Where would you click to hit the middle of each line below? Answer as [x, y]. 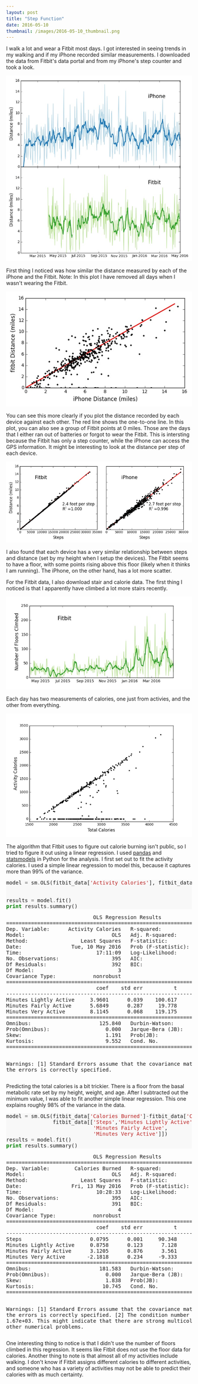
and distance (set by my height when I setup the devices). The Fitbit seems [97, 558]
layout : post [22, 12]
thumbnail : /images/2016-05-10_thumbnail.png [63, 31]
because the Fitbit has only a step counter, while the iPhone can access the [98, 440]
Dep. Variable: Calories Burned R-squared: [84, 1169]
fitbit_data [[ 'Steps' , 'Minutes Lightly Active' [123, 1122]
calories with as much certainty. [45, 1375]
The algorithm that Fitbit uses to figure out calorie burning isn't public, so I [96, 847]
